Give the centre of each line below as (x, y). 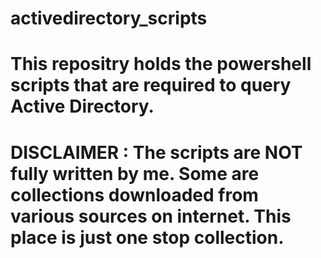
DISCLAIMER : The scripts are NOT (156, 152)
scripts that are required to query (151, 85)
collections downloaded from (134, 194)
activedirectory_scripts (109, 18)
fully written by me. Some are (135, 173)
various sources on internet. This (151, 216)
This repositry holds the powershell (161, 64)
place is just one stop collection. (147, 237)
